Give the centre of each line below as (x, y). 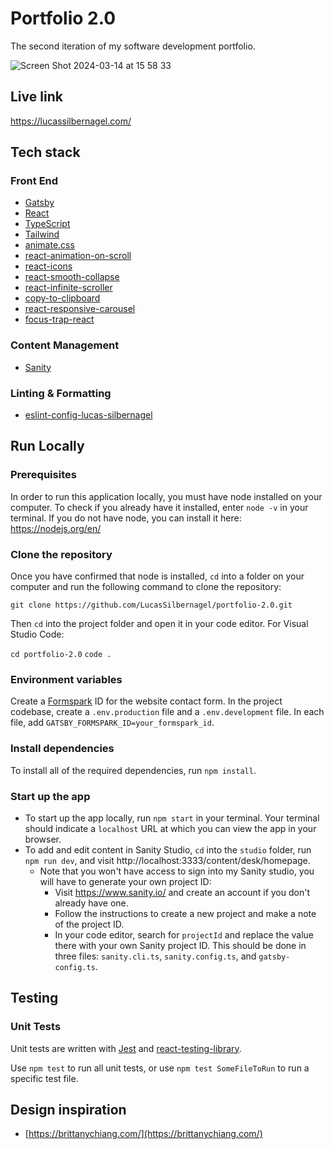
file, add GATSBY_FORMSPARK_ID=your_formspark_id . (112, 723)
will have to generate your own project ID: (125, 881)
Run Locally (47, 446)
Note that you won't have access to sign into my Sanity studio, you (177, 871)
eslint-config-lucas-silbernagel (88, 415)
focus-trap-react (59, 319)
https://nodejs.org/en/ (56, 528)
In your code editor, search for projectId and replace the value (184, 934)
